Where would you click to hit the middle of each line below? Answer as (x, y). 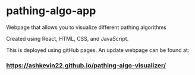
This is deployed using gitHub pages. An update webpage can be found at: (98, 50)
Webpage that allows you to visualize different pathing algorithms (86, 27)
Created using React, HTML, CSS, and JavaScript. (67, 38)
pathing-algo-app (51, 11)
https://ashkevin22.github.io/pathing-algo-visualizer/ (86, 65)
